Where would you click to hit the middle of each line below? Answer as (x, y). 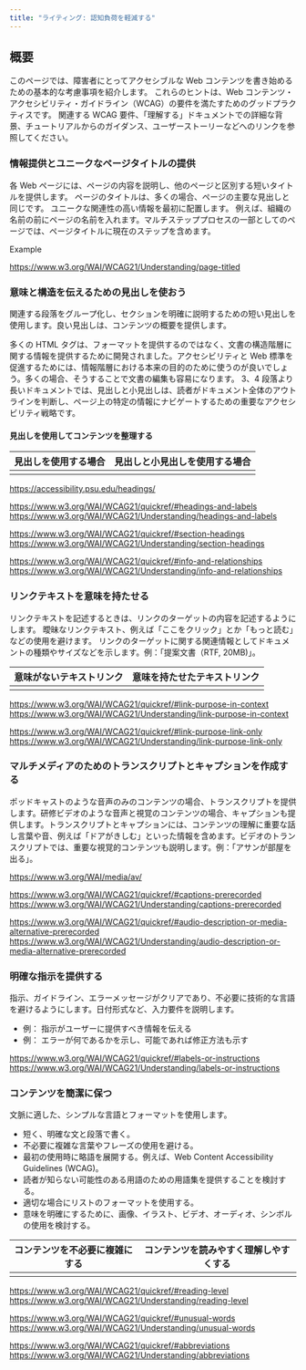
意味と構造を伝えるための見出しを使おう (98, 292)
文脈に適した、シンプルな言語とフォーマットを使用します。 (121, 1115)
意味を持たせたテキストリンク (196, 677)
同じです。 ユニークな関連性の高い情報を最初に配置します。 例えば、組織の (151, 208)
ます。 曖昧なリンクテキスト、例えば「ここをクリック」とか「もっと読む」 (155, 629)
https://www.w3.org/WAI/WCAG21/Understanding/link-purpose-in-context (149, 713)
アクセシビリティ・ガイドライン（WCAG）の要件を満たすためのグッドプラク (153, 104)
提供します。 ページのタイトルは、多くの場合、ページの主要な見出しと (157, 196)
